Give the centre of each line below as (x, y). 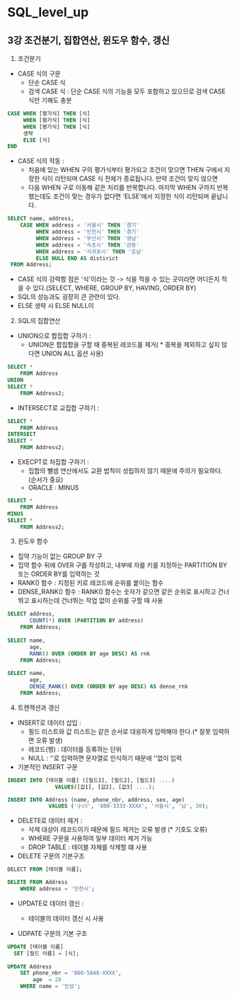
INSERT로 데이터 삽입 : (49, 723)
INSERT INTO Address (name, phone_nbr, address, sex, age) (96, 800)
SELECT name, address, (41, 219)
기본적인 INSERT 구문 (47, 766)
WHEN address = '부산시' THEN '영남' (88, 238)
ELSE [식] (37, 140)
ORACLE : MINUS (53, 487)
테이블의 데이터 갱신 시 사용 (66, 918)
